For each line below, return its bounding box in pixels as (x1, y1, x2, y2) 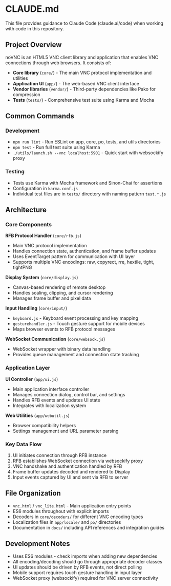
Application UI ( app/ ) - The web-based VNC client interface (12, 80, 140, 86)
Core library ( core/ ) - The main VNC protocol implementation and (12, 69, 152, 76)
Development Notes (5, 539, 70, 548)
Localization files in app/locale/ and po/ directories (12, 519, 121, 525)
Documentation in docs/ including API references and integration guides (12, 524, 165, 530)
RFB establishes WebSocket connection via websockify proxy (12, 458, 143, 464)
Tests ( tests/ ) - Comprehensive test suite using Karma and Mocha (12, 97, 155, 103)
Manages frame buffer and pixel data (12, 295, 91, 301)
